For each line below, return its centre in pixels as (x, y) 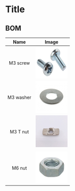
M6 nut (19, 168)
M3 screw (19, 63)
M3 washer (19, 97)
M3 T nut (19, 132)
